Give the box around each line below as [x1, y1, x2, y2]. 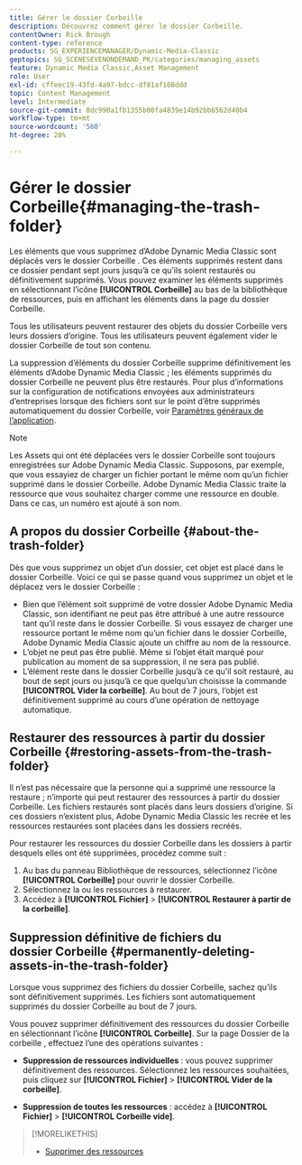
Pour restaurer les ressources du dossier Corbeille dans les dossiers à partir [9, 838, 292, 849]
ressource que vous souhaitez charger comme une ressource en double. [9, 488, 279, 499]
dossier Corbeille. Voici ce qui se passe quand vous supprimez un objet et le [9, 571, 294, 582]
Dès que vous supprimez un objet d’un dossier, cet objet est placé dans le [9, 561, 284, 573]
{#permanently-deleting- [109, 944, 255, 959]
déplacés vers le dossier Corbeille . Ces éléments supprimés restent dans [9, 254, 283, 266]
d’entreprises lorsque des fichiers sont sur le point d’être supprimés [9, 395, 261, 406]
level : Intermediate [9, 97, 87, 106]
